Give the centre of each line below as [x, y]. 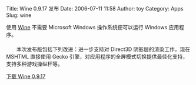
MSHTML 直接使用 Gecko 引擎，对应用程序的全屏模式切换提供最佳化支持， [97, 57]
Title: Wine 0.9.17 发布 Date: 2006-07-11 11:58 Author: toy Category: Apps [95, 8]
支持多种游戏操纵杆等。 [34, 64]
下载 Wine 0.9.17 [26, 76]
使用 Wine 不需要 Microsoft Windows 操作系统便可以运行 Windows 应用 [93, 27]
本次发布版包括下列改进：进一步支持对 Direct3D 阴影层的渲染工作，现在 [103, 49]
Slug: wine [19, 15]
